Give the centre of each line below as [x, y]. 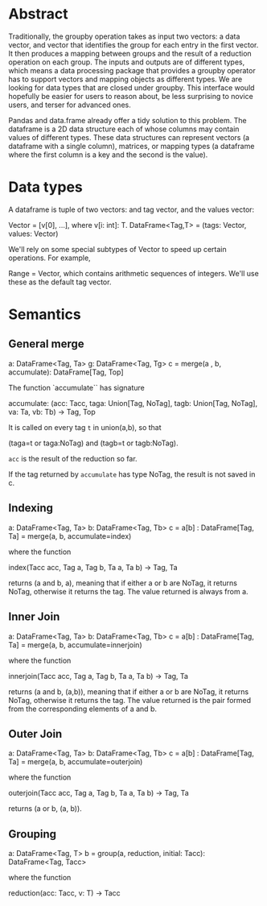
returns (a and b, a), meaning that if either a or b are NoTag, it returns [123, 583]
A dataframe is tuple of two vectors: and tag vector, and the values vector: [131, 209]
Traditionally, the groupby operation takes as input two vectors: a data [124, 36]
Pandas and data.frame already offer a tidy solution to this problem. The [127, 120]
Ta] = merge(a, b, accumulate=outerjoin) [76, 762]
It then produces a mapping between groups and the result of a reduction [130, 53]
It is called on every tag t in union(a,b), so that [85, 427]
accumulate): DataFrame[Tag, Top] [66, 372]
